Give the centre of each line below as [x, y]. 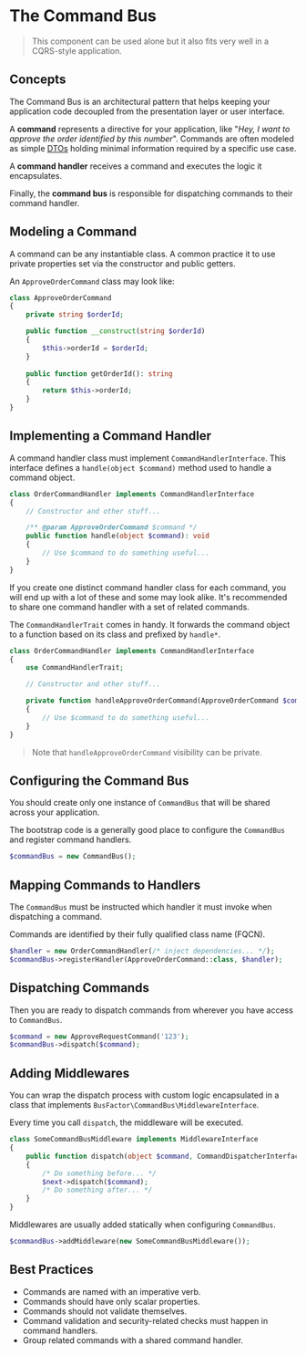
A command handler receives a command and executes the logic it [136, 166]
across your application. [55, 812]
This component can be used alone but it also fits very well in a [150, 41]
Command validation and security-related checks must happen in [145, 1320]
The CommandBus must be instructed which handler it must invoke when [141, 907]
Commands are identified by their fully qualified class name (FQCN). [138, 934]
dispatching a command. [56, 917]
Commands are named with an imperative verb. [112, 1291]
